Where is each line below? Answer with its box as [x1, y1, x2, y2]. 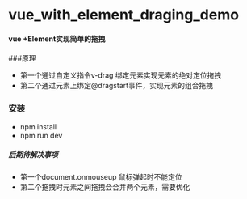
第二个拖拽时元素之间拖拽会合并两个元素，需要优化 [19, 182, 190, 192]
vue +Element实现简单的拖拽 [8, 34, 106, 44]
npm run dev [19, 130, 63, 140]
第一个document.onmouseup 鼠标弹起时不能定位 [19, 171, 183, 181]
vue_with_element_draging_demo [8, 6, 240, 24]
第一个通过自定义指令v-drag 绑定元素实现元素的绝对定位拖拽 [19, 70, 222, 80]
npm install [19, 121, 57, 131]
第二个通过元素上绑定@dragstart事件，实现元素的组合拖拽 [19, 81, 214, 91]
